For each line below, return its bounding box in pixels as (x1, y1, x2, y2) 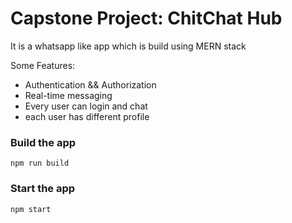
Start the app (10, 182, 76, 196)
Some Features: (10, 59, 76, 71)
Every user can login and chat (24, 100, 148, 112)
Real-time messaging (24, 89, 113, 101)
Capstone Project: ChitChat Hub (10, 7, 283, 30)
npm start (10, 204, 52, 214)
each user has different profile (24, 110, 150, 122)
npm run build (10, 158, 70, 169)
